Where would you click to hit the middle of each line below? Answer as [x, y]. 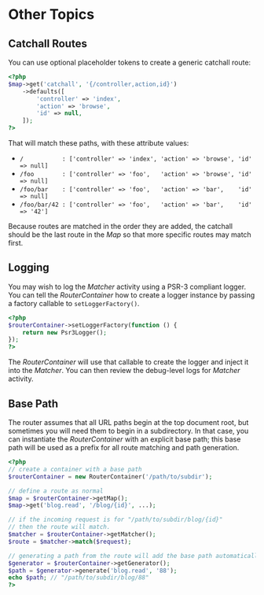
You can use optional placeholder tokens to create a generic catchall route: [130, 62]
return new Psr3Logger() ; [65, 332]
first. [16, 243]
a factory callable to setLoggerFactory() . [74, 303]
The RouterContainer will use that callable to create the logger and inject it [128, 362]
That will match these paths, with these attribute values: [99, 143]
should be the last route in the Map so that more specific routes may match [130, 235]
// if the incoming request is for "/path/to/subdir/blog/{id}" [115, 520]
